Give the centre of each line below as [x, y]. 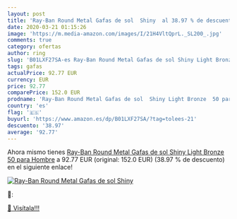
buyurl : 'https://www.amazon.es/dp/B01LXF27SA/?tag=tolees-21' [102, 119]
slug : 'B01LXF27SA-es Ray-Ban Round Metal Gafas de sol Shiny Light [110, 60]
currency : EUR [28, 79]
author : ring [26, 54]
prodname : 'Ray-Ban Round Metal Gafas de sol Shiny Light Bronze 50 [113, 100]
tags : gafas [25, 66]
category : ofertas [34, 47]
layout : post [26, 14]
